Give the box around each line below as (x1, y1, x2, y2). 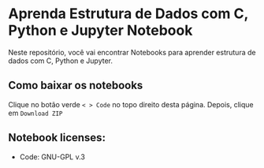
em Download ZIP (8, 108, 63, 118)
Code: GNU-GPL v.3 (19, 151, 85, 162)
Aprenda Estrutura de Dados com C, (8, 5, 248, 23)
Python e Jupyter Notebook (8, 21, 193, 39)
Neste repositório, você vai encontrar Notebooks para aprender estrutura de (8, 47, 256, 57)
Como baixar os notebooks (8, 79, 143, 92)
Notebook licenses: (8, 131, 106, 144)
